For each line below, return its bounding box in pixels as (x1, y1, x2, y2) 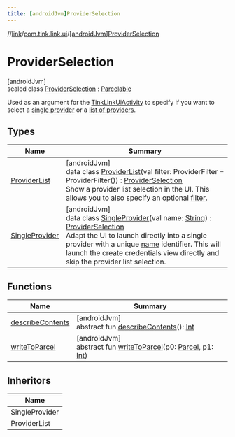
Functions (7, 280, 52, 292)
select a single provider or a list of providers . (7, 106, 136, 114)
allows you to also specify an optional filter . (65, 193, 208, 203)
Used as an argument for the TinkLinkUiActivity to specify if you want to (7, 98, 215, 106)
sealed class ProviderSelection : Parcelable (7, 85, 131, 93)
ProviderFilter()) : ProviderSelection (65, 175, 183, 185)
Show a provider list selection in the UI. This (65, 185, 210, 194)
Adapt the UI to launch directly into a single (65, 231, 208, 241)
